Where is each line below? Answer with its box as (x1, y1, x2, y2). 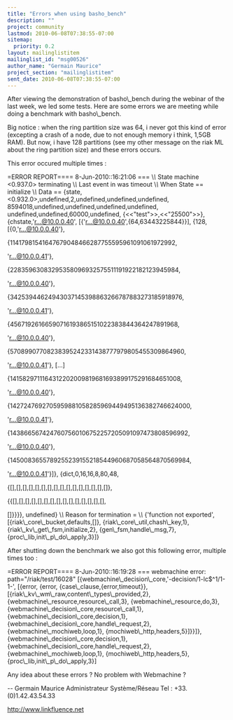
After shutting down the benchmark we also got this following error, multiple (7, 547, 227, 555)
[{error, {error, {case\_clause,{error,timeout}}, (17, 582, 148, 591)
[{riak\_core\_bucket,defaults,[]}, (7, 518, 101, 526)
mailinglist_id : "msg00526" (7, 56, 90, 63)
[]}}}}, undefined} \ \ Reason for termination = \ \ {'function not (7, 510, 184, 519)
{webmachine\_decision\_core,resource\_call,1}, (7, 605, 144, 613)
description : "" (7, 17, 55, 24)
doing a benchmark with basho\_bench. (7, 109, 122, 118)
